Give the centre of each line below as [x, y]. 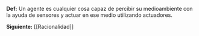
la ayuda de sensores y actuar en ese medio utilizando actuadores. [90, 15]
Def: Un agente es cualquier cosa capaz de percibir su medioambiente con [99, 9]
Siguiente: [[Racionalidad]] [40, 27]
